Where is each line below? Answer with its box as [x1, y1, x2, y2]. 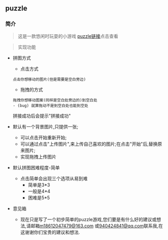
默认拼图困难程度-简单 [12, 164, 60, 170]
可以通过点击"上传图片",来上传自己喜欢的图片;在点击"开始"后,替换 [20, 141, 158, 147]
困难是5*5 [28, 194, 50, 201]
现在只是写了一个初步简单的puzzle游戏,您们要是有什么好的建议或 [20, 216, 157, 222]
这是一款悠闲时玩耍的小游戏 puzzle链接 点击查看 [17, 33, 118, 39]
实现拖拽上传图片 [20, 154, 57, 160]
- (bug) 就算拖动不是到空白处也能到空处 [12, 103, 88, 108]
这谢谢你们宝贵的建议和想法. [20, 229, 80, 235]
